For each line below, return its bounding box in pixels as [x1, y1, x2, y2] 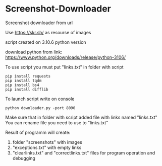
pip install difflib [5, 87, 49, 92]
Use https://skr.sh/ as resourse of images [5, 29, 91, 35]
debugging [12, 155, 35, 161]
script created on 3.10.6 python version [5, 39, 87, 45]
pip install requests [5, 73, 51, 78]
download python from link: [5, 49, 63, 55]
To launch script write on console [5, 96, 75, 102]
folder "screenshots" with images [12, 139, 82, 145]
